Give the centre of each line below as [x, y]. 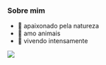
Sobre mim [26, 11]
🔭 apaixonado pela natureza [58, 26]
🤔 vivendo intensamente [53, 41]
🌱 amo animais [39, 33]
